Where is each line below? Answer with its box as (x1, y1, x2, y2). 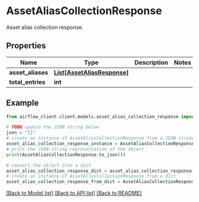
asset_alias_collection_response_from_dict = (6, 179, 120, 185)
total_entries (9, 78, 46, 86)
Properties (6, 41, 46, 51)
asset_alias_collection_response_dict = (6, 168, 108, 174)
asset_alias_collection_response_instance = (6, 141, 118, 147)
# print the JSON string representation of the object (6, 146, 145, 152)
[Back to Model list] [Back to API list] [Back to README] (6, 190, 142, 197)
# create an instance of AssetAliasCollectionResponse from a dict (6, 173, 176, 180)
